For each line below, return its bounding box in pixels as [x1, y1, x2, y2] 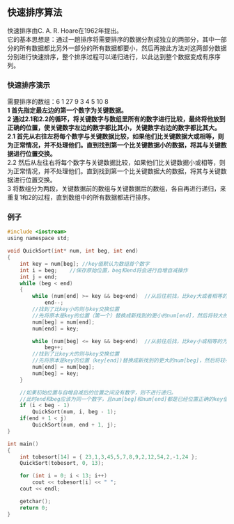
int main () [7, 440, 39, 447]
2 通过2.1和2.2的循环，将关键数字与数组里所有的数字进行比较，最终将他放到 [7, 115, 226, 123]
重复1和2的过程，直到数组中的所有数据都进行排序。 [7, 193, 155, 202]
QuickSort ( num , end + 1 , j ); [32, 422, 117, 429]
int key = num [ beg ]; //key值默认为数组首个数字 [19, 260, 150, 267]
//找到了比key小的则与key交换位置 [32, 305, 120, 313]
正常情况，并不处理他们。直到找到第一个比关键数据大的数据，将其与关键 [13, 167, 221, 175]
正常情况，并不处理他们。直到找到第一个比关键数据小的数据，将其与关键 [13, 141, 221, 150]
